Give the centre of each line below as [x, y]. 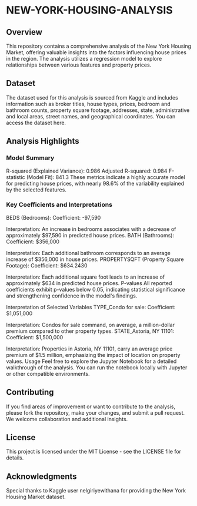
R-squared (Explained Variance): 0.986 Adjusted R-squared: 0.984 [87, 171]
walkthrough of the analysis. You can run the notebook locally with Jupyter [97, 367]
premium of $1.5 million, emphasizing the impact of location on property [93, 355]
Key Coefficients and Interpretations [59, 205]
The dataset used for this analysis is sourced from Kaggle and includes [92, 97]
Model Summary [30, 158]
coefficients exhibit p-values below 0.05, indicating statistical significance [96, 289]
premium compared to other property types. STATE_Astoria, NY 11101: [90, 331]
